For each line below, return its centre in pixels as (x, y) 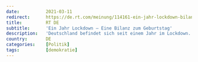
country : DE (29, 39)
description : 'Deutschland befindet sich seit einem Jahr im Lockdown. (99, 34)
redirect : (18, 17)
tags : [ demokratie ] (42, 50)
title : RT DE (33, 22)
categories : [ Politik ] (38, 45)
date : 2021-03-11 (39, 12)
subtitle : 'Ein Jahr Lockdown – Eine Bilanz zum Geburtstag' (89, 28)
